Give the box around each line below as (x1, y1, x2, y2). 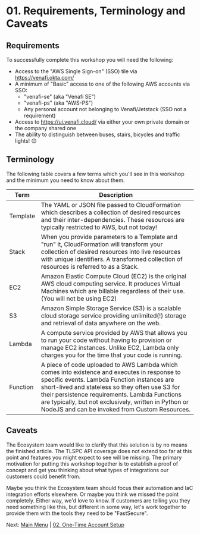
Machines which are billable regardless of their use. (40, 287, 185, 295)
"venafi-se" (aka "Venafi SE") (23, 93, 96, 100)
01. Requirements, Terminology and (6, 4, 186, 18)
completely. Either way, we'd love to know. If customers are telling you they (6, 497, 190, 504)
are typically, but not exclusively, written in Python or (40, 397, 189, 406)
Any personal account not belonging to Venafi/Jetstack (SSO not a (23, 106, 187, 112)
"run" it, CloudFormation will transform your (40, 240, 163, 248)
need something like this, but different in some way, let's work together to (6, 503, 187, 510)
